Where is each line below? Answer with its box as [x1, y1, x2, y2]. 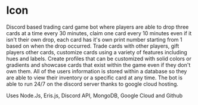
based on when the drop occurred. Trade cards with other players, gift [6, 42, 180, 50]
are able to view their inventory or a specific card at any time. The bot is [6, 74, 183, 81]
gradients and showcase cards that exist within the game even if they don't [6, 61, 191, 69]
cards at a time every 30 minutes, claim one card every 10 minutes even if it [6, 29, 192, 36]
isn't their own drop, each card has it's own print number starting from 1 [6, 36, 183, 43]
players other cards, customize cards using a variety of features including [6, 48, 188, 55]
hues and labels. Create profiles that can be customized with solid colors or [6, 55, 192, 62]
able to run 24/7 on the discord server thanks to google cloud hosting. [6, 80, 179, 87]
